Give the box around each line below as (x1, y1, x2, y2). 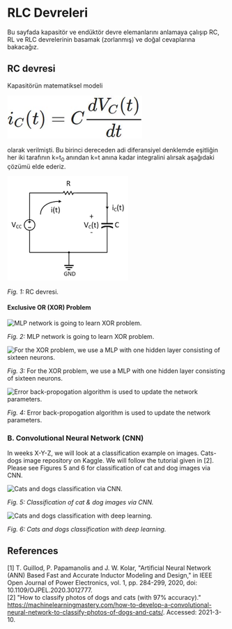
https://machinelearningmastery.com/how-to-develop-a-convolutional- (7, 600, 212, 609)
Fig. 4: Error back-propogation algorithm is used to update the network (7, 408, 211, 417)
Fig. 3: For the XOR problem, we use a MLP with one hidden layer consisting (7, 367, 225, 375)
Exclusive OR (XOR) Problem (7, 303, 92, 312)
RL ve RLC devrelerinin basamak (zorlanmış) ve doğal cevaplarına (7, 35, 196, 43)
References (7, 545, 59, 557)
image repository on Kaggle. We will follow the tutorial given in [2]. (23, 456, 214, 465)
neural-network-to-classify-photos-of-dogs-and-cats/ (7, 607, 164, 616)
